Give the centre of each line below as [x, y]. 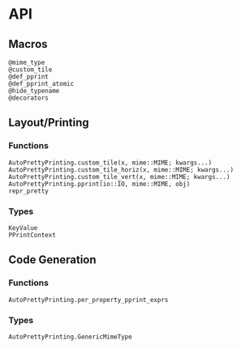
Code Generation [52, 260]
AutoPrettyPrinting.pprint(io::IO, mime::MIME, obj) [99, 184]
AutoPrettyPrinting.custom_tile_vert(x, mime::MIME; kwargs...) [119, 177]
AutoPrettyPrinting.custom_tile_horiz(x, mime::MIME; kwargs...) [121, 170]
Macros [28, 44]
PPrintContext [32, 235]
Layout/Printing [49, 123]
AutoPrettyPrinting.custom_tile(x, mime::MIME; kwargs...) [110, 163]
